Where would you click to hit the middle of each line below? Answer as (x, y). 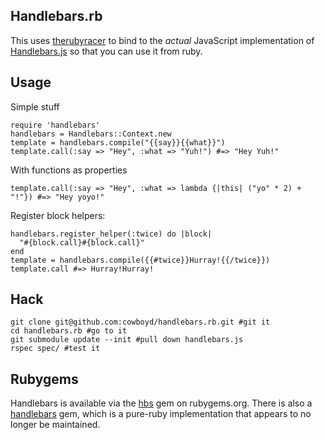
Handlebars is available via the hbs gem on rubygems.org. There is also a (161, 403)
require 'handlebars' (55, 125)
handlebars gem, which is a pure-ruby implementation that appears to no (161, 414)
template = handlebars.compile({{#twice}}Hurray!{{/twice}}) (140, 260)
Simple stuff (35, 106)
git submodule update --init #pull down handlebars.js (127, 340)
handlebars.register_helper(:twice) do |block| (111, 234)
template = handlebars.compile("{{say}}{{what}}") (118, 142)
